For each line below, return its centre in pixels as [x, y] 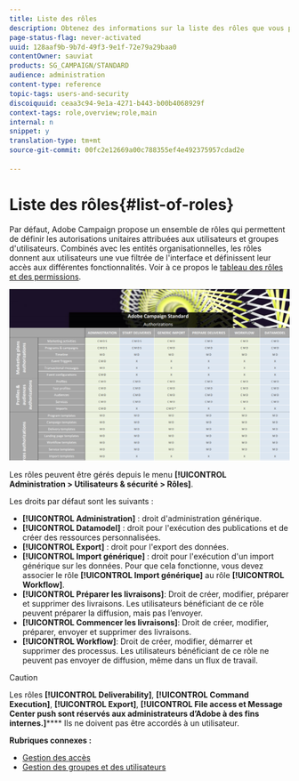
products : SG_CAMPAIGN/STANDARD [69, 66]
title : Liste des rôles [53, 19]
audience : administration [57, 76]
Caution [24, 678]
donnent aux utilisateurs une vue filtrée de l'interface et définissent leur [140, 257]
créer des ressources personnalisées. [91, 537]
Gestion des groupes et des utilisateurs [94, 767]
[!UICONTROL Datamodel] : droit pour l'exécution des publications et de [155, 528]
